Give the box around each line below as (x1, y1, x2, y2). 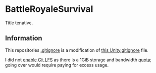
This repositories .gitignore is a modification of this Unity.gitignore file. (5, 47, 149, 53)
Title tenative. (5, 20, 33, 26)
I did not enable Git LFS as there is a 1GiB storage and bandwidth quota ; (5, 57, 152, 63)
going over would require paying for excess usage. (5, 62, 109, 68)
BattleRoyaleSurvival (5, 3, 93, 15)
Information (5, 34, 43, 42)
